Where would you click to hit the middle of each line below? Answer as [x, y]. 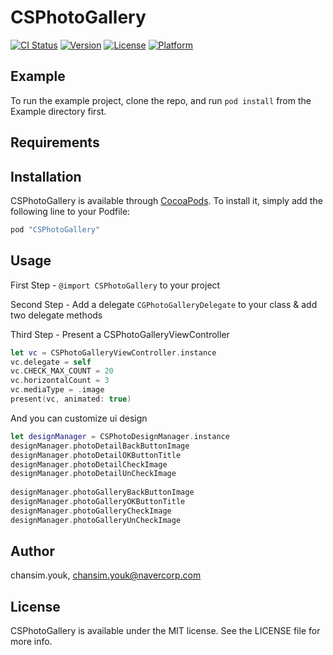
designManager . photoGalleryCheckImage [91, 511]
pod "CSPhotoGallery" [55, 229]
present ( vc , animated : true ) [71, 399]
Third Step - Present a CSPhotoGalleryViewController [120, 334]
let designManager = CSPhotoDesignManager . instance [120, 436]
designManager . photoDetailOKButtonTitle [96, 455]
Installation [46, 176]
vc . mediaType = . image [57, 390]
